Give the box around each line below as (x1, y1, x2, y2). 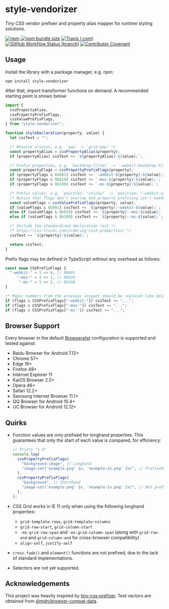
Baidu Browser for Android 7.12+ (12, 350, 79, 356)
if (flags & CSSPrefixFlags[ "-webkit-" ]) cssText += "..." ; (5, 298, 134, 303)
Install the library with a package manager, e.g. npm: (5, 69, 114, 75)
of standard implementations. (12, 555, 74, 561)
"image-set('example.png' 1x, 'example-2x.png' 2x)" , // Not (22, 485, 152, 490)
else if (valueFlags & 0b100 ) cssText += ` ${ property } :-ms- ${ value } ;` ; (10, 214, 163, 219)
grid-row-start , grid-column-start (20, 524, 93, 530)
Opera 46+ (12, 383, 36, 389)
